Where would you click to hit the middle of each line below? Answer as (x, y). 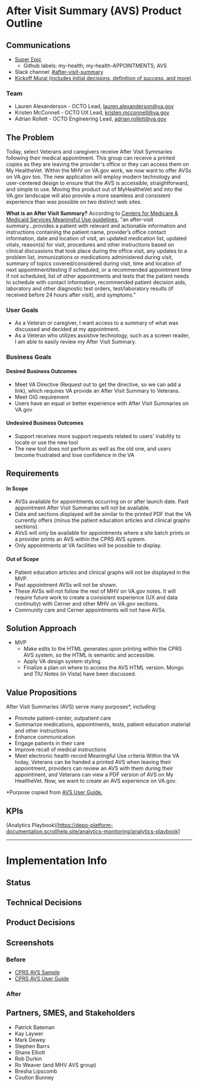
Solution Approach (41, 628)
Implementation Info (57, 861)
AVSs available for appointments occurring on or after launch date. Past (102, 502)
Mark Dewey (30, 1040)
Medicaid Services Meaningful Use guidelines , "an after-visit (80, 220)
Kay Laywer (29, 1033)
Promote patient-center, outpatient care (63, 718)
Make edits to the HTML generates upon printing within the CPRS (103, 649)
